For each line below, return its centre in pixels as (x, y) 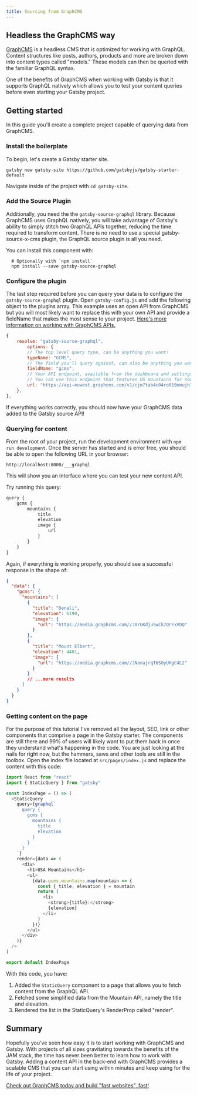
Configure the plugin (36, 281)
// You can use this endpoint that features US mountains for (105, 380)
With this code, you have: (37, 973)
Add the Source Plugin (39, 201)
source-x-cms (23, 239)
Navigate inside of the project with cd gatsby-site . (67, 186)
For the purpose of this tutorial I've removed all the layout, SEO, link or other (98, 729)
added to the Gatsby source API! (45, 413)
